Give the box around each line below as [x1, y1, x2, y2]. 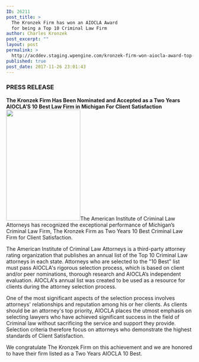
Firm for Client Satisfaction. [6, 234, 73, 241]
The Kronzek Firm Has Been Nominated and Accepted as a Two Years [6, 96, 181, 104]
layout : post [6, 42, 38, 48]
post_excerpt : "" [6, 36, 49, 42]
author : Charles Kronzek [6, 31, 68, 37]
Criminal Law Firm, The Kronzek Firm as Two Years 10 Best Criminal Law [6, 227, 184, 234]
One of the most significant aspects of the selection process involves [6, 294, 175, 302]
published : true [6, 58, 46, 64]
